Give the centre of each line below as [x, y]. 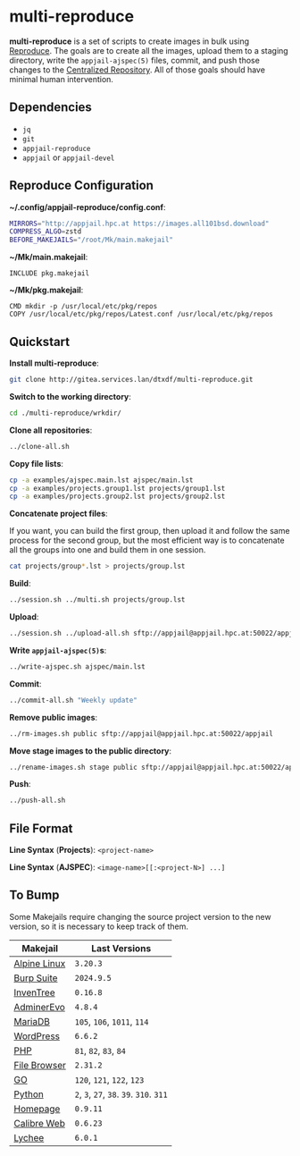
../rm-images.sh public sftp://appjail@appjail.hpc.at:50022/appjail [142, 734]
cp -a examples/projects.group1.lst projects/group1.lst [117, 488]
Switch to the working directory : [71, 396]
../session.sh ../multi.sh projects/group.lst [97, 600]
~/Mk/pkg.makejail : [46, 290]
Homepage [37, 1109]
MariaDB [32, 1021]
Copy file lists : [37, 463]
